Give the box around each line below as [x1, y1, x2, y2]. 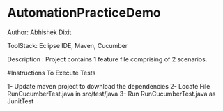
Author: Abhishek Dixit [7, 28, 72, 36]
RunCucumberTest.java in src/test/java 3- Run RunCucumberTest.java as [7, 89, 216, 98]
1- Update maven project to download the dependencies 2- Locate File [7, 82, 210, 90]
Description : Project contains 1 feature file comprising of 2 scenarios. [7, 54, 208, 64]
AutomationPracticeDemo [7, 5, 162, 21]
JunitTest [7, 96, 34, 105]
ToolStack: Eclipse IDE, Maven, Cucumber [7, 41, 128, 50]
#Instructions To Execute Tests [7, 68, 96, 77]
